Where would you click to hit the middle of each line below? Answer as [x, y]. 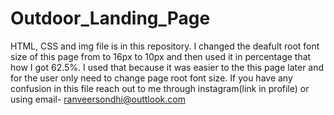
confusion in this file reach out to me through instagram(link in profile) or [160, 88]
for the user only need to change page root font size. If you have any [151, 78]
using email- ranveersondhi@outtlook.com [98, 99]
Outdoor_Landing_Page [110, 18]
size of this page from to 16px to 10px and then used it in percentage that [161, 56]
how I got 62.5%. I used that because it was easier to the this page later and [167, 67]
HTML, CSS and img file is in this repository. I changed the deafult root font [165, 46]
